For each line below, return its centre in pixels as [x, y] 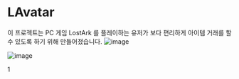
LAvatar [31, 12]
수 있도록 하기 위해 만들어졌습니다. [55, 41]
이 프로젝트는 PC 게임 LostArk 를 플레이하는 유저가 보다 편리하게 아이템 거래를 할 [119, 32]
